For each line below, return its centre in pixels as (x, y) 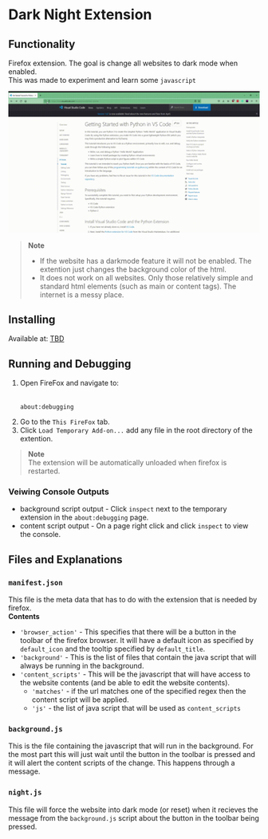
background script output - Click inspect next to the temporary (123, 509)
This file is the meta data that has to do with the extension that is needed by (133, 600)
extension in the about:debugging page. (84, 518)
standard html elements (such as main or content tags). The (138, 286)
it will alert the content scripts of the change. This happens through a (122, 763)
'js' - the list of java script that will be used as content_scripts (136, 708)
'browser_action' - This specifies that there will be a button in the (128, 632)
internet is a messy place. (82, 294)
